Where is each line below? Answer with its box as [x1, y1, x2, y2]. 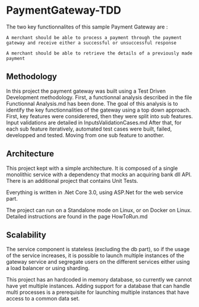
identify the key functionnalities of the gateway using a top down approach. [6, 106, 191, 113]
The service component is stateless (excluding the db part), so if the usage [6, 246, 190, 253]
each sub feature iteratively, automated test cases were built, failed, [6, 125, 172, 132]
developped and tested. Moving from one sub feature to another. [6, 131, 165, 138]
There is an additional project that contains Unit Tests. [6, 177, 138, 184]
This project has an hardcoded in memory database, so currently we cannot [6, 276, 192, 283]
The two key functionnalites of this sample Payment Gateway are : [6, 23, 168, 30]
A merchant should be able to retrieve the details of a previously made [6, 50, 193, 56]
